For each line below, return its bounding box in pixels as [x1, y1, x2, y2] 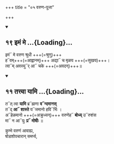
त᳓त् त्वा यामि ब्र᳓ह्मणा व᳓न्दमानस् [5, 100, 56, 106]
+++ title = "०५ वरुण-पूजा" [5, 4, 54, 10]
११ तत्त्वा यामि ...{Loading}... [5, 87, 84, 96]
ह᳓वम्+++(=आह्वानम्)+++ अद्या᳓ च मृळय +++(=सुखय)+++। [5, 57, 110, 63]
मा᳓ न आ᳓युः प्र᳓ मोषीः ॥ [5, 117, 43, 123]
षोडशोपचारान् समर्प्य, [5, 133, 37, 139]
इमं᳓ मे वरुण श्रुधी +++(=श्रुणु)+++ [5, 51, 62, 57]
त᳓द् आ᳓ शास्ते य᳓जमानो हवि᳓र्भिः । [5, 106, 62, 112]
